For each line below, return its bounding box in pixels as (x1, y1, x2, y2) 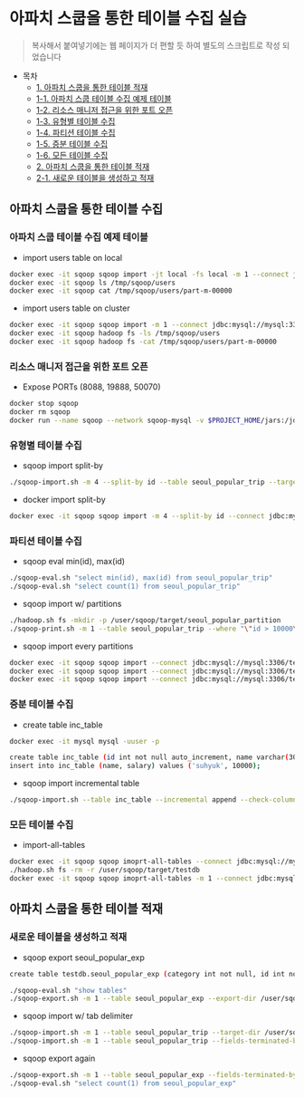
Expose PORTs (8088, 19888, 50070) (22, 381, 161, 392)
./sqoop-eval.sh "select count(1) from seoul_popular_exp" (9, 1079, 237, 1088)
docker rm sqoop (9, 408, 71, 417)
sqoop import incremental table (22, 778, 140, 789)
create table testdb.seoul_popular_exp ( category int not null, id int (9, 969, 285, 978)
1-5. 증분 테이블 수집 (35, 138, 109, 149)
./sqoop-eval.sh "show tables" (9, 986, 128, 995)
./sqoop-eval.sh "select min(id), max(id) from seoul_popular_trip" (9, 573, 273, 582)
